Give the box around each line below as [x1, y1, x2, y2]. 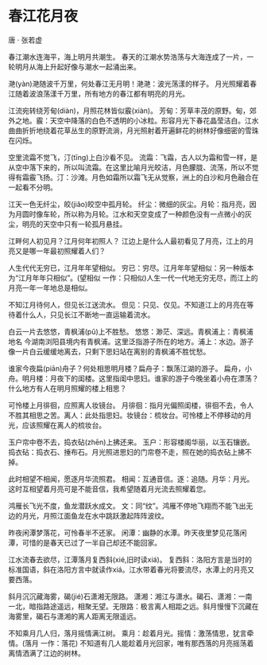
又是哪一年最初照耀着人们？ [14, 246, 106, 256]
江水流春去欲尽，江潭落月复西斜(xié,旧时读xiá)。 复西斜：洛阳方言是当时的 [8, 554, 253, 564]
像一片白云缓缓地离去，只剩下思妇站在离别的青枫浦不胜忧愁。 [8, 346, 211, 356]
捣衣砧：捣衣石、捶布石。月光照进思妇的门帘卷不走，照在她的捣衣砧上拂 [8, 447, 245, 456]
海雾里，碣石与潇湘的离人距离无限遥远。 [8, 611, 141, 621]
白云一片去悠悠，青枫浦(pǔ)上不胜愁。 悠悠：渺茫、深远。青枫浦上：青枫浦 [8, 327, 253, 336]
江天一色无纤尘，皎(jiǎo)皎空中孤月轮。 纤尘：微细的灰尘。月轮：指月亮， [8, 199, 250, 209]
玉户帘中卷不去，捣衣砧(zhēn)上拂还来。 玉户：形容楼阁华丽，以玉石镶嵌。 [8, 437, 254, 447]
